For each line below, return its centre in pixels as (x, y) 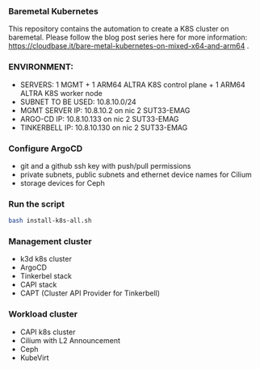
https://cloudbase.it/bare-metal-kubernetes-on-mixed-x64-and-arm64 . (129, 46)
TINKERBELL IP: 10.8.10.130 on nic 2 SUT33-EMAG (104, 128)
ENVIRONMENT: (41, 67)
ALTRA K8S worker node (61, 93)
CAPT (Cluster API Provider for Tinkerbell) (90, 293)
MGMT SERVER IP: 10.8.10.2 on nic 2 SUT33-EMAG (105, 110)
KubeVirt (35, 358)
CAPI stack (38, 285)
